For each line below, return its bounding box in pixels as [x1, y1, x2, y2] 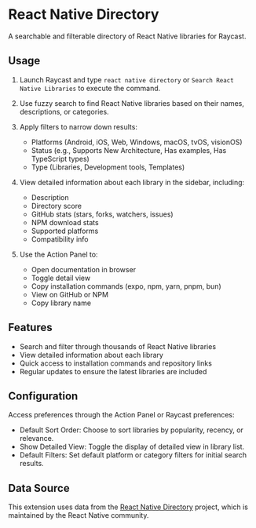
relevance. [19, 434, 54, 443]
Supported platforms [31, 226, 99, 235]
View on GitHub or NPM [31, 289, 108, 299]
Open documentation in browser [31, 264, 136, 274]
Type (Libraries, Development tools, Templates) [31, 162, 185, 172]
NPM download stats [31, 217, 100, 227]
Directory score [31, 201, 82, 210]
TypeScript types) [31, 154, 90, 163]
